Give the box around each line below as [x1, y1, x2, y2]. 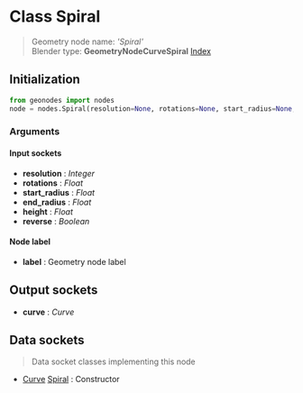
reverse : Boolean [22, 215, 90, 226]
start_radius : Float [22, 187, 96, 197]
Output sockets [9, 282, 98, 298]
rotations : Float [22, 178, 84, 188]
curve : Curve [22, 306, 75, 317]
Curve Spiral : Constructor [22, 374, 120, 385]
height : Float [22, 206, 74, 217]
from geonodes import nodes [9, 96, 115, 105]
